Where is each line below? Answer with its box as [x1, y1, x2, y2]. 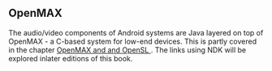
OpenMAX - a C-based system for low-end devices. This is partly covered [8, 36, 257, 46]
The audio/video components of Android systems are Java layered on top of [8, 27, 264, 37]
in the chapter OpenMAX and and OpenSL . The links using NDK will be [8, 44, 247, 55]
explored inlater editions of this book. [8, 53, 133, 63]
